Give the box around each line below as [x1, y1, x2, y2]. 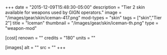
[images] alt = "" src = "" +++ [5, 45, 66, 50]
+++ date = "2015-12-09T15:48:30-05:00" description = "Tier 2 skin [5, 4, 145, 10]
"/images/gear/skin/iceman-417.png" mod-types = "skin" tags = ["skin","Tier [5, 15, 162, 20]
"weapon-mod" [5, 25, 37, 31]
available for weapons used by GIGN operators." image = [5, 9, 122, 15]
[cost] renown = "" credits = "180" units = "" [5, 35, 96, 41]
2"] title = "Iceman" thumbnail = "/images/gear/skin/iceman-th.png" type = [5, 20, 159, 26]
